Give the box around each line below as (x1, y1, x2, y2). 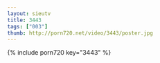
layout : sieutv (7, 10, 51, 17)
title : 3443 (7, 17, 42, 24)
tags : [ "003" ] (7, 23, 48, 30)
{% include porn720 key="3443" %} (7, 48, 112, 57)
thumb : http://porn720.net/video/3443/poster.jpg (7, 29, 154, 37)
